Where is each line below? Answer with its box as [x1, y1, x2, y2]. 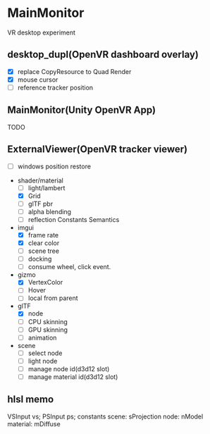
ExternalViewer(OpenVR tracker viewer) [7, 143, 188, 156]
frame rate [27, 230, 58, 239]
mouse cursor [17, 75, 58, 84]
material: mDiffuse [7, 419, 61, 428]
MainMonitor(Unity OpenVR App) [7, 104, 156, 116]
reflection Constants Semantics [27, 215, 120, 223]
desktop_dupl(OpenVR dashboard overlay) [7, 49, 199, 61]
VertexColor [27, 278, 63, 287]
